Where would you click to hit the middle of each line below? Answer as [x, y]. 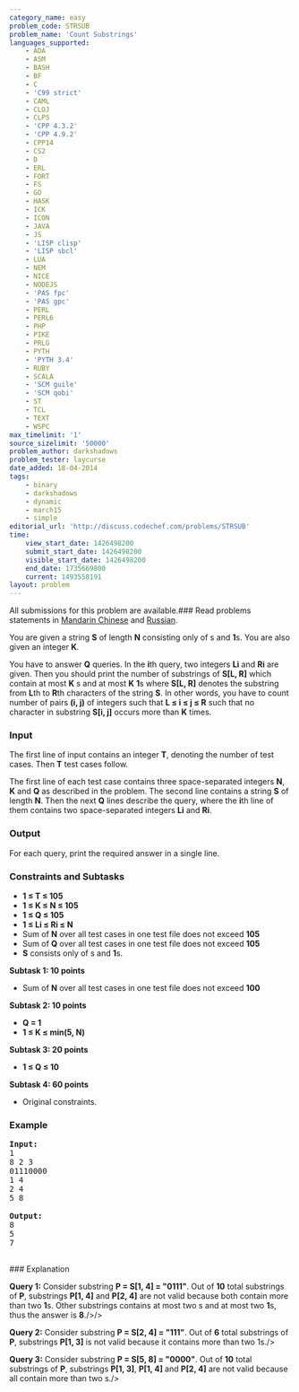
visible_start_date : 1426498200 [85, 560]
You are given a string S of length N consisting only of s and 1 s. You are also [150, 637]
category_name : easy [48, 18]
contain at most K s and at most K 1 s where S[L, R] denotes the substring [144, 684]
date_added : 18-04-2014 [54, 468]
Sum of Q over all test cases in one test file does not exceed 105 [141, 944]
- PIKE [38, 335]
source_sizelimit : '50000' [60, 443]
